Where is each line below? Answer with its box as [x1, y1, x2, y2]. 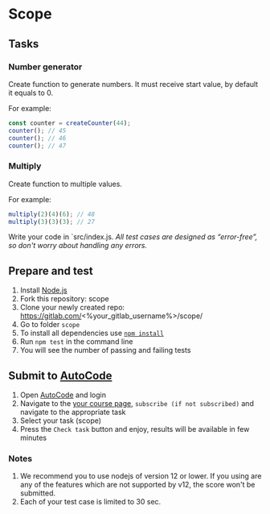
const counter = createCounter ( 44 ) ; [8, 118, 131, 127]
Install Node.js [19, 285, 67, 295]
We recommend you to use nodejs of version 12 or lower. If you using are [19, 471, 262, 481]
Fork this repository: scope [19, 294, 110, 304]
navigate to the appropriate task [19, 408, 126, 417]
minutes [19, 433, 47, 443]
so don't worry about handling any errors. [8, 241, 147, 251]
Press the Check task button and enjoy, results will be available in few [19, 425, 250, 434]
